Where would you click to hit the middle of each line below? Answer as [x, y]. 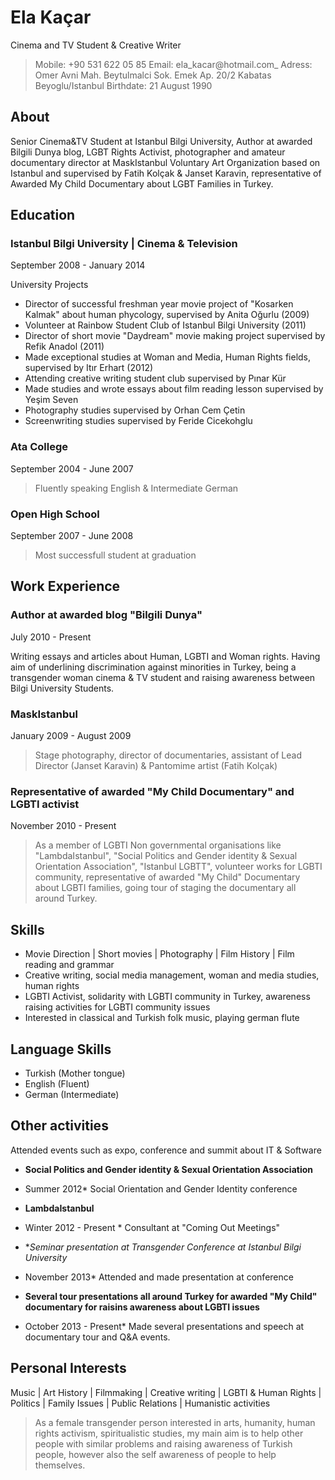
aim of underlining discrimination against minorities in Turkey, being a [153, 667]
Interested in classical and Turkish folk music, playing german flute [162, 1018]
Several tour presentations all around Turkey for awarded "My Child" [171, 1296]
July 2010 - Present [51, 637]
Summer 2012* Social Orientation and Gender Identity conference [161, 1188]
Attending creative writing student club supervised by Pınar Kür [155, 378]
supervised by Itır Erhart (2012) [89, 368]
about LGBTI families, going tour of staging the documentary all [165, 888]
